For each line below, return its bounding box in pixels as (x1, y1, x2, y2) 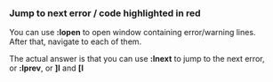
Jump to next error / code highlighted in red (9, 7, 202, 19)
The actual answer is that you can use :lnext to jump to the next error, (9, 54, 265, 64)
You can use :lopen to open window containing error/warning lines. (9, 27, 256, 38)
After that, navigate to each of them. (9, 36, 142, 47)
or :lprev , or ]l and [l (9, 63, 84, 73)
